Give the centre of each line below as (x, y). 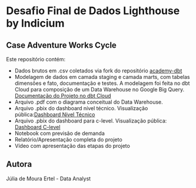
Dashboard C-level (37, 127)
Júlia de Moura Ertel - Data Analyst (49, 179)
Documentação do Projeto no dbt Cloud (63, 96)
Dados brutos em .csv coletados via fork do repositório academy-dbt (98, 71)
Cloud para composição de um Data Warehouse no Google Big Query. (99, 89)
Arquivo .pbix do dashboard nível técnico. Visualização (81, 108)
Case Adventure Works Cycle (61, 45)
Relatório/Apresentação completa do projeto (68, 139)
